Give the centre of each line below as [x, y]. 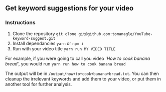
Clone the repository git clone [44, 33]
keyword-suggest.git [34, 38]
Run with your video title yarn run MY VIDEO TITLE [64, 49]
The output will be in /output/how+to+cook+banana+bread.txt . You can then [82, 73]
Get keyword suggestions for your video [69, 8]
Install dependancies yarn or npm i [48, 43]
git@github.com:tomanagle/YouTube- [116, 34]
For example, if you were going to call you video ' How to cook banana [78, 58]
